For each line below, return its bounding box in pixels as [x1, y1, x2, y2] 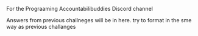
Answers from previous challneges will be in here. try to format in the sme [6, 17, 192, 23]
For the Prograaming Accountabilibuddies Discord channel [6, 5, 154, 12]
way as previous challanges [6, 23, 76, 30]
